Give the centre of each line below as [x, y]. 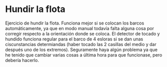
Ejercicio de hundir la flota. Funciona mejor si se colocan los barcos [75, 23]
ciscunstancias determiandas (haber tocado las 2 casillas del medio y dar [81, 44]
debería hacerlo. [22, 60]
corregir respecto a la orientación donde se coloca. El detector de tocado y [82, 33]
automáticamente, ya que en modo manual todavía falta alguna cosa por [79, 28]
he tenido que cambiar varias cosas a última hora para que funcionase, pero [84, 55]
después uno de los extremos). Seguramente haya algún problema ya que [81, 49]
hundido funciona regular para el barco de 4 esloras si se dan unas [74, 39]
